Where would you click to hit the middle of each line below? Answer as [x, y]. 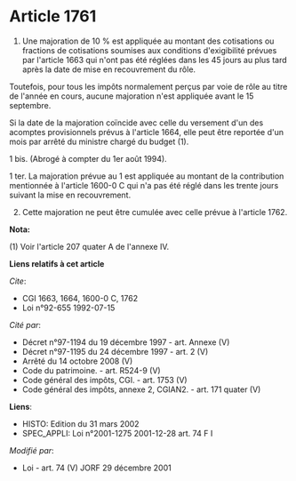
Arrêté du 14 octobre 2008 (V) [77, 361]
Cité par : [25, 325]
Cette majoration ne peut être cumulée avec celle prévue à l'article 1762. [155, 212]
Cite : [18, 281]
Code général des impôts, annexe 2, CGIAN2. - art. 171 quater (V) [141, 389]
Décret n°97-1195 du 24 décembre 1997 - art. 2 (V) [115, 351]
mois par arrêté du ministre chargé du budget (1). [99, 141]
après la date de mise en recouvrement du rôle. [109, 69]
